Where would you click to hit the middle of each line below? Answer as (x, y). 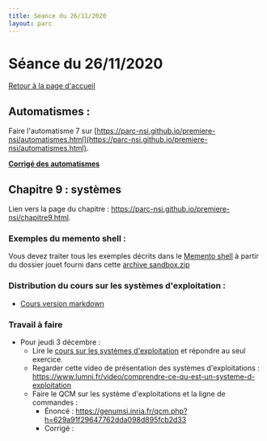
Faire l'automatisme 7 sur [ (53, 131)
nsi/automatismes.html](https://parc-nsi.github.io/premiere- (108, 139)
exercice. (47, 359)
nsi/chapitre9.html (38, 218)
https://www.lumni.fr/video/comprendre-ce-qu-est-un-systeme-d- (144, 376)
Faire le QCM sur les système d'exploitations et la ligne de (129, 393)
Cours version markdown (62, 303)
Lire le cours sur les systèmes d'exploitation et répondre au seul (139, 350)
